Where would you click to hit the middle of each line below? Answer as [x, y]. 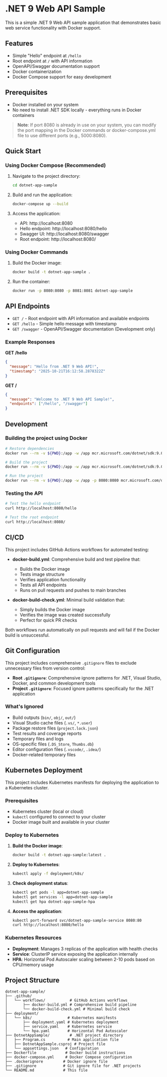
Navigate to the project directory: [46, 176]
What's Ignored [24, 707]
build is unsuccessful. [27, 635]
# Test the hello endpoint [33, 504]
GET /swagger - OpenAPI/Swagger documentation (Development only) [84, 329]
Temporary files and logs [38, 738]
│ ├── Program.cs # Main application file [62, 1040]
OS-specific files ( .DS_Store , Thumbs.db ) [53, 744]
